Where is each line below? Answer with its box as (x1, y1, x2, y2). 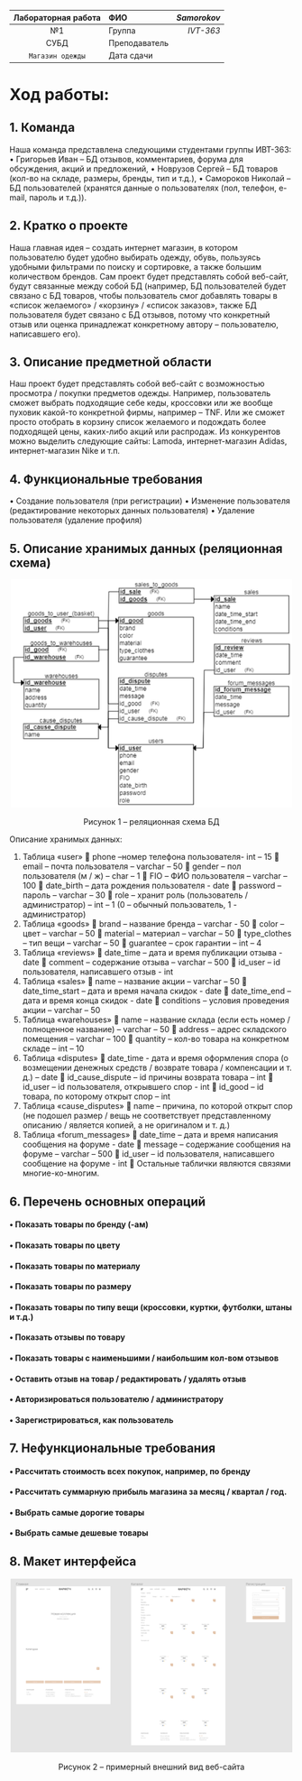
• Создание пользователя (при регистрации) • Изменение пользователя (9, 495, 291, 506)
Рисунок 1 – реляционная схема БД (83, 817, 220, 827)
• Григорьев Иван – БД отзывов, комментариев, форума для (9, 153, 243, 164)
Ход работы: (9, 84, 110, 105)
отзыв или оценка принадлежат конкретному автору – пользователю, (9, 318, 279, 329)
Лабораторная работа (13, 12, 101, 23)
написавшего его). (9, 328, 81, 339)
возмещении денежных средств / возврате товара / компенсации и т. (22, 1062, 292, 1074)
